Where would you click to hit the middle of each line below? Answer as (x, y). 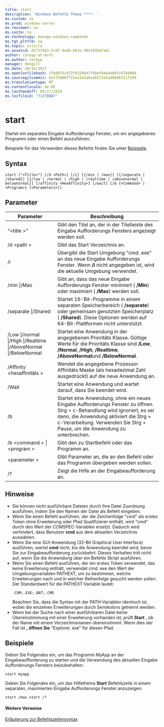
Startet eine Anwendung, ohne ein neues (104, 398)
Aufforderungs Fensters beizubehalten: (44, 665)
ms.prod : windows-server (30, 23)
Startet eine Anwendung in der (92, 331)
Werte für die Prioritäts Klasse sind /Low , (104, 343)
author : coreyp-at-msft (29, 55)
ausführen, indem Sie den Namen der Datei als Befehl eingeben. (77, 511)
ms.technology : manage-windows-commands (47, 37)
